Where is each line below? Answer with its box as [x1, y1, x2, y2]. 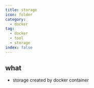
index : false [5, 45, 33, 50]
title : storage [5, 7, 37, 13]
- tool [10, 36, 24, 41]
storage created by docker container [12, 77, 89, 83]
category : [5, 17, 26, 22]
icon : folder [5, 12, 33, 17]
